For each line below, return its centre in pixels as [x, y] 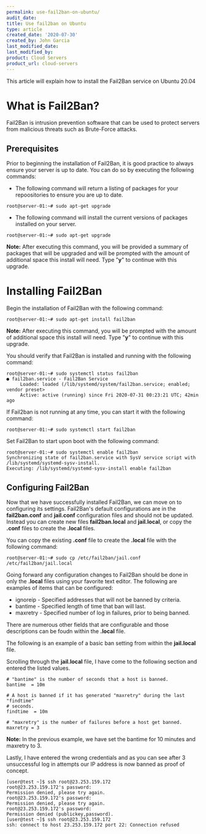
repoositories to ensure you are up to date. [69, 195]
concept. [18, 771]
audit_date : [21, 18]
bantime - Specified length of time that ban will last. [80, 606]
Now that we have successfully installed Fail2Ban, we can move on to [94, 502]
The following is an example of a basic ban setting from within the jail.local [101, 643]
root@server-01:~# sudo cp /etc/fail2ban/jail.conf [74, 558]
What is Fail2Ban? [53, 106]
